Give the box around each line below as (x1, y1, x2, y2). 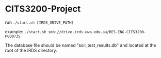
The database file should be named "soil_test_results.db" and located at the (5, 42, 157, 48)
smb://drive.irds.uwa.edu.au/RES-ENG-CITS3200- (48, 29, 146, 34)
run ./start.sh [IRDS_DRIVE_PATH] (5, 19, 74, 25)
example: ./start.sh (5, 29, 47, 34)
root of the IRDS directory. (5, 47, 57, 53)
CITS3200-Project (5, 3, 81, 14)
